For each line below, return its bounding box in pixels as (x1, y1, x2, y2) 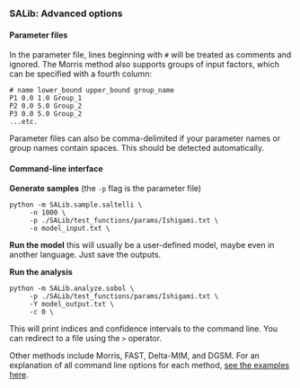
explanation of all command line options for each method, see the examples (9, 360, 290, 371)
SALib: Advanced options (9, 7, 123, 20)
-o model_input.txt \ (29, 224, 110, 234)
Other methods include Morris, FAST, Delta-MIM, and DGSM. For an (9, 350, 260, 361)
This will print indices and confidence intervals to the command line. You (9, 323, 278, 334)
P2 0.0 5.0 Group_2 (9, 101, 83, 110)
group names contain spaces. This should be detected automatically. (9, 143, 265, 154)
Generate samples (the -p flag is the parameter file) (9, 183, 202, 194)
